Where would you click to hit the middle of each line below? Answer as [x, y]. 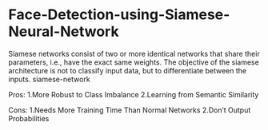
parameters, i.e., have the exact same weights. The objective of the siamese [134, 62]
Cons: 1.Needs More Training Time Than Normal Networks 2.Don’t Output [130, 110]
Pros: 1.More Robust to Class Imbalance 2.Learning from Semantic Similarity [134, 94]
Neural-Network [64, 32]
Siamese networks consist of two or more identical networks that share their [134, 53]
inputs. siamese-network [49, 79]
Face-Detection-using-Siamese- [119, 15]
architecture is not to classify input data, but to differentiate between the [127, 70]
